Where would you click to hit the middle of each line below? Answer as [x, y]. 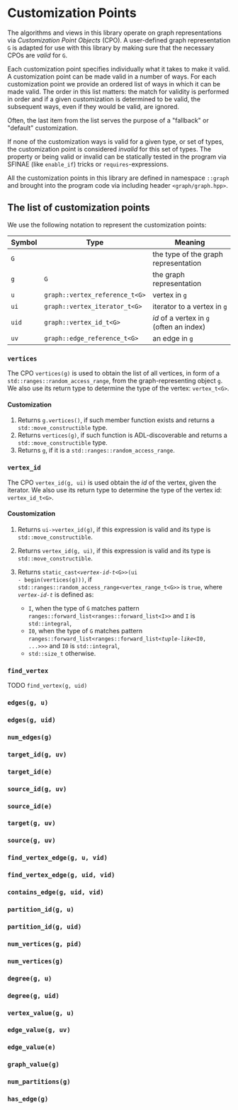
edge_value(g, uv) [39, 1030]
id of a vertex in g [181, 318]
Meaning [190, 242]
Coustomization [32, 514]
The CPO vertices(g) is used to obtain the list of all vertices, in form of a [114, 373]
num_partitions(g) [39, 1082]
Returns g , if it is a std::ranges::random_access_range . [96, 451]
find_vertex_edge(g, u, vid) [58, 858]
